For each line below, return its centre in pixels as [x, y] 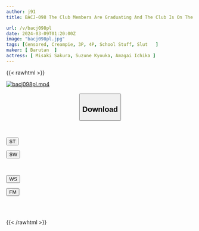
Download [100, 109]
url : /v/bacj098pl [29, 28]
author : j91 [21, 12]
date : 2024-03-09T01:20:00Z [41, 33]
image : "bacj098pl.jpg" [36, 39]
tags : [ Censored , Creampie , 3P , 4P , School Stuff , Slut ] [83, 45]
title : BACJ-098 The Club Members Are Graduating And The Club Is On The [100, 17]
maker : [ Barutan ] [32, 50]
